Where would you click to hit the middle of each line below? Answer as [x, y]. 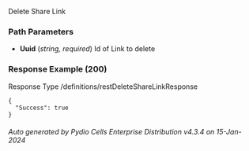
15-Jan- [229, 132]
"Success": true [42, 108]
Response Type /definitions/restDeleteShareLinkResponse [103, 87]
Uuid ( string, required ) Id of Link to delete [87, 49]
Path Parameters [41, 31]
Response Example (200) [58, 69]
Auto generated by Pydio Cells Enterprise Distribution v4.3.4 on [111, 132]
